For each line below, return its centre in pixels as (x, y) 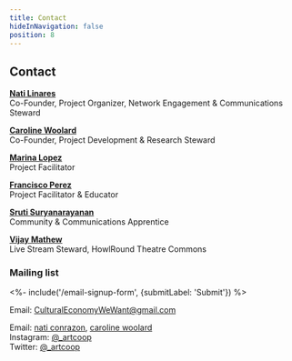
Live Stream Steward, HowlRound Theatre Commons (108, 249)
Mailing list (34, 273)
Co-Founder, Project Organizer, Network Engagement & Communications (146, 103)
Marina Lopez (36, 158)
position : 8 (32, 35)
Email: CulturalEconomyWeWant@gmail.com (93, 310)
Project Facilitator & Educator (64, 195)
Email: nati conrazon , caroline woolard (81, 327)
